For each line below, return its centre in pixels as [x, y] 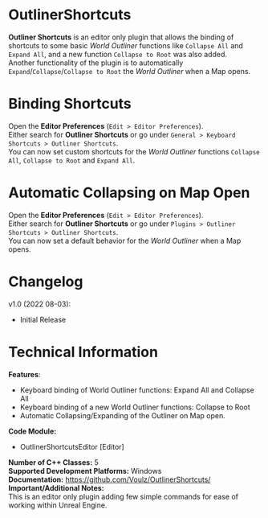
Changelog [46, 282]
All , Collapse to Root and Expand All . [72, 160]
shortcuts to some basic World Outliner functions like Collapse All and [126, 45]
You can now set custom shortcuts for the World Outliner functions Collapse [134, 151]
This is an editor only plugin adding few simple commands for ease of [124, 496]
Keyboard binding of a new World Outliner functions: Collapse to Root [135, 407]
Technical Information [83, 352]
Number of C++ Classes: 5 [53, 462]
